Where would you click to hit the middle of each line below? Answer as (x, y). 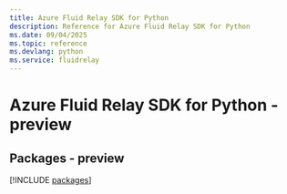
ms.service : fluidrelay (55, 60)
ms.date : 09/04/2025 (49, 35)
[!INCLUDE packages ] (51, 180)
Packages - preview (67, 158)
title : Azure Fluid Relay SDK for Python (89, 18)
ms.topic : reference (49, 43)
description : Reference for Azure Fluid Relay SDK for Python (130, 26)
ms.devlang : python (46, 52)
